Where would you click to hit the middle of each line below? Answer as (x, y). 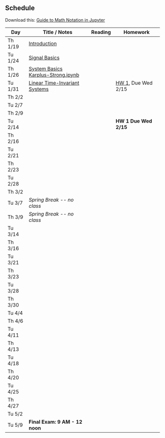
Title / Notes (57, 32)
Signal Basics (44, 58)
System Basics (46, 68)
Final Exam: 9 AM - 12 (55, 422)
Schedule (20, 8)
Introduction (43, 43)
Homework (137, 32)
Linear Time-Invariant (54, 83)
